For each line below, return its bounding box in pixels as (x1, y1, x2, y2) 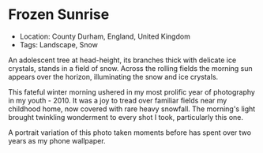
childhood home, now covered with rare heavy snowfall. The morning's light (8, 104, 256, 114)
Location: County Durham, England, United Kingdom (19, 32, 191, 41)
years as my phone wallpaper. (8, 136, 106, 145)
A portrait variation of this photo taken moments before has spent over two (8, 128, 251, 137)
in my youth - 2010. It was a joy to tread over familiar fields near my (8, 95, 227, 105)
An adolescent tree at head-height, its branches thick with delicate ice (8, 55, 237, 65)
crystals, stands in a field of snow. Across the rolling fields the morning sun (8, 63, 253, 73)
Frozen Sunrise (8, 6, 110, 24)
